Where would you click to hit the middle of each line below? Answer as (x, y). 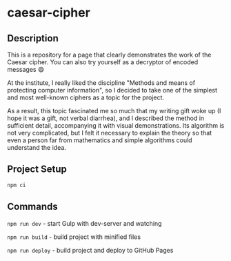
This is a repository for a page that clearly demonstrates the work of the (109, 55)
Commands (33, 207)
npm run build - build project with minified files (74, 237)
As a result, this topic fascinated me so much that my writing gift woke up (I (114, 111)
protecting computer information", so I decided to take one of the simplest (112, 90)
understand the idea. (37, 147)
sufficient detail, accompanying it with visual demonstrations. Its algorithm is (116, 125)
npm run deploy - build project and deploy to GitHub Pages (90, 250)
